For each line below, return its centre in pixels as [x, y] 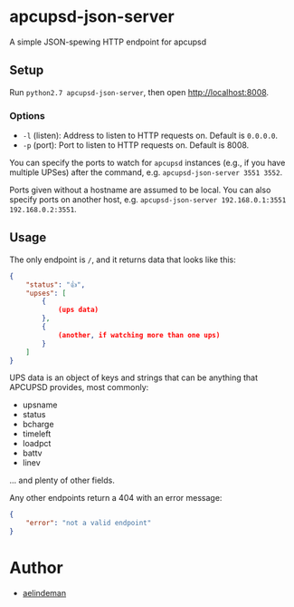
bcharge [38, 425]
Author [36, 568]
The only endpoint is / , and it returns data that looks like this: [123, 259]
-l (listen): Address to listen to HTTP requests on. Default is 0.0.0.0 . [150, 136]
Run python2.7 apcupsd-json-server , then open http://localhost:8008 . [139, 92]
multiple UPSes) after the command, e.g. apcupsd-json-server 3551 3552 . [146, 172]
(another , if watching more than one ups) [139, 335]
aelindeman [44, 593]
